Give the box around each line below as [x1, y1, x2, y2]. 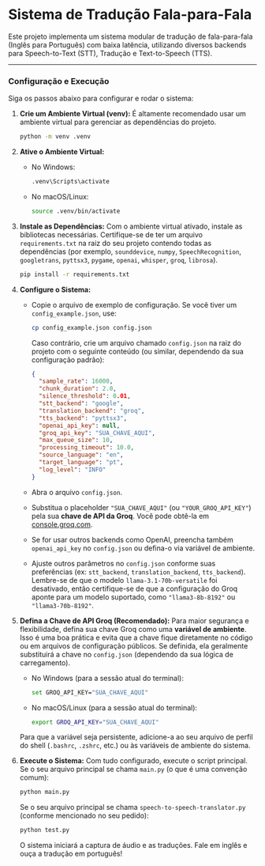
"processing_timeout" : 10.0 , [38, 444, 135, 452]
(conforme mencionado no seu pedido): [19, 811, 149, 820]
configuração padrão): [31, 354, 105, 365]
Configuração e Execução [8, 75, 110, 86]
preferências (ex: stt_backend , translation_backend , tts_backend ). [31, 567, 246, 577]
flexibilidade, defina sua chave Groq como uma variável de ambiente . [19, 624, 247, 633]
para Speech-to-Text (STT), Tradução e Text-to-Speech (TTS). [8, 48, 213, 58]
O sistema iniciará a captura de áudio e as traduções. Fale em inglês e [19, 841, 248, 850]
